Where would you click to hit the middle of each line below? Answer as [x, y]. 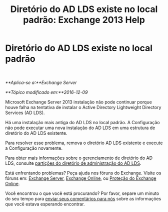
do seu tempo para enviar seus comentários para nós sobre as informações [83, 198]
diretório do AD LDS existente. [36, 133]
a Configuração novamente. [34, 148]
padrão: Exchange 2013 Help [84, 20]
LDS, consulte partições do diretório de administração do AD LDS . [73, 163]
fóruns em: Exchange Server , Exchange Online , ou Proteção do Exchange [81, 178]
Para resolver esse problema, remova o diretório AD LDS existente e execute [84, 143]
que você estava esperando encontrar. [45, 204]
